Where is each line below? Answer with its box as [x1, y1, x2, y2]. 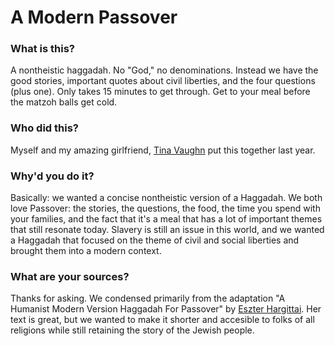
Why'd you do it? [10, 169, 95, 183]
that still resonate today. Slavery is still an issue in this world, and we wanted [10, 224, 325, 236]
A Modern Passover [10, 6, 178, 29]
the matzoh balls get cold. [10, 96, 118, 108]
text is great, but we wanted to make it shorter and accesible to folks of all [10, 314, 315, 326]
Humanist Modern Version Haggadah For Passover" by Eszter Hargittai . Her [10, 303, 322, 315]
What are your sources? [10, 270, 130, 283]
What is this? [10, 42, 75, 56]
